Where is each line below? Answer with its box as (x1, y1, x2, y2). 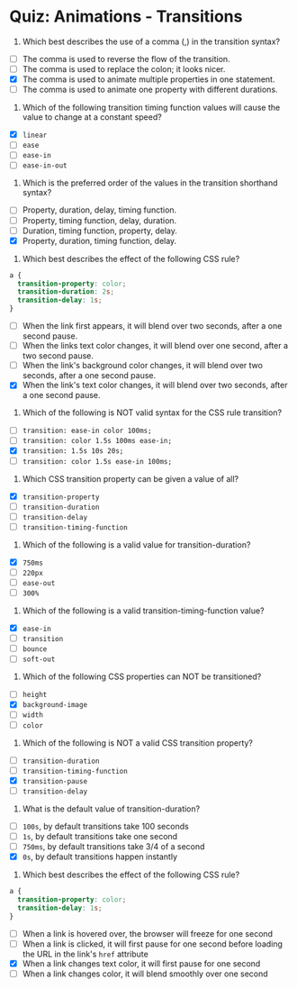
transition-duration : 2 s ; (17, 287, 115, 296)
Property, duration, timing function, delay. (22, 235, 177, 246)
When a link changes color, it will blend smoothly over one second (22, 968, 268, 979)
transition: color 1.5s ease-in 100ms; (22, 457, 173, 466)
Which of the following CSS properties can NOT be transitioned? (22, 671, 262, 682)
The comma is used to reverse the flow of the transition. (22, 53, 231, 64)
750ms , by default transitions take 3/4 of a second (22, 840, 205, 852)
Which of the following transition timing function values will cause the (22, 102, 281, 113)
